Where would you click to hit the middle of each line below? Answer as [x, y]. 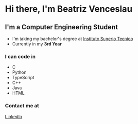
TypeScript [23, 78]
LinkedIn [14, 116]
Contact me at [22, 106]
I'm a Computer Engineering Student [61, 27]
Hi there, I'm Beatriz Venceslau [69, 9]
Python [19, 72]
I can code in [20, 56]
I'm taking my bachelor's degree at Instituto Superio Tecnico [73, 39]
